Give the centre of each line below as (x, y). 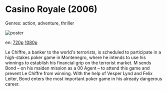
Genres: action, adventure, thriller (40, 23)
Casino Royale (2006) (51, 9)
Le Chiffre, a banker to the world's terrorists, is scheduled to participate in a (83, 52)
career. (12, 84)
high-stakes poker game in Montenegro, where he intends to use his (75, 57)
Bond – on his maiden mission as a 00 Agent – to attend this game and (77, 68)
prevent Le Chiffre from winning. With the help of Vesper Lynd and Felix (79, 73)
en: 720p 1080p (21, 42)
